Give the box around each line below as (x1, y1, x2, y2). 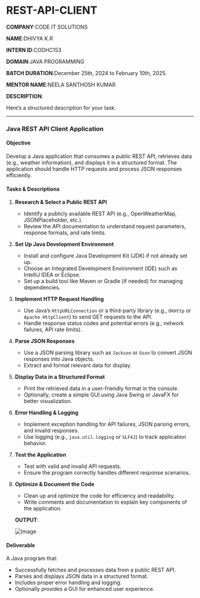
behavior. (23, 439, 47, 447)
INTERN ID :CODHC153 (6, 46, 62, 54)
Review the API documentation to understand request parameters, (23, 223, 186, 230)
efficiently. (6, 172, 32, 179)
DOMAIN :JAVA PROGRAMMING (6, 58, 85, 65)
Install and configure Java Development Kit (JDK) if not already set (23, 252, 187, 259)
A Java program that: (6, 555, 58, 562)
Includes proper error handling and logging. (14, 579, 122, 586)
